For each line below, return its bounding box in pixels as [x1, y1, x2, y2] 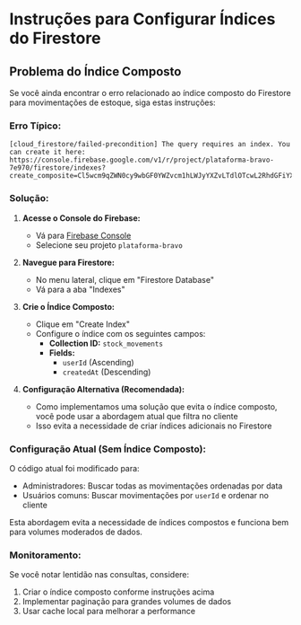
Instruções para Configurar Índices [9, 9, 276, 30]
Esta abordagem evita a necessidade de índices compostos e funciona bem [9, 516, 289, 527]
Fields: [48, 347, 75, 358]
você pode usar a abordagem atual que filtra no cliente [35, 410, 239, 421]
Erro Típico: [9, 119, 62, 132]
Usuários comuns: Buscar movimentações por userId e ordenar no [21, 489, 269, 500]
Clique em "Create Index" [35, 319, 131, 330]
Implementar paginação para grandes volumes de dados [21, 596, 231, 607]
